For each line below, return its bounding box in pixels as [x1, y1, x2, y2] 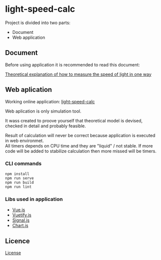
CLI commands [5, 160, 42, 167]
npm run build [5, 180, 34, 185]
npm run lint [5, 184, 32, 189]
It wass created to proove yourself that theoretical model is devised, [5, 117, 143, 123]
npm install [5, 171, 29, 176]
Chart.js [12, 223, 28, 229]
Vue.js [12, 207, 26, 213]
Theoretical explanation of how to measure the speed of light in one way [5, 71, 152, 77]
